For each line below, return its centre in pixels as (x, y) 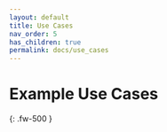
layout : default (39, 17)
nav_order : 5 (33, 34)
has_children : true (45, 42)
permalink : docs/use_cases (59, 50)
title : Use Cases (41, 26)
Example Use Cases (84, 94)
